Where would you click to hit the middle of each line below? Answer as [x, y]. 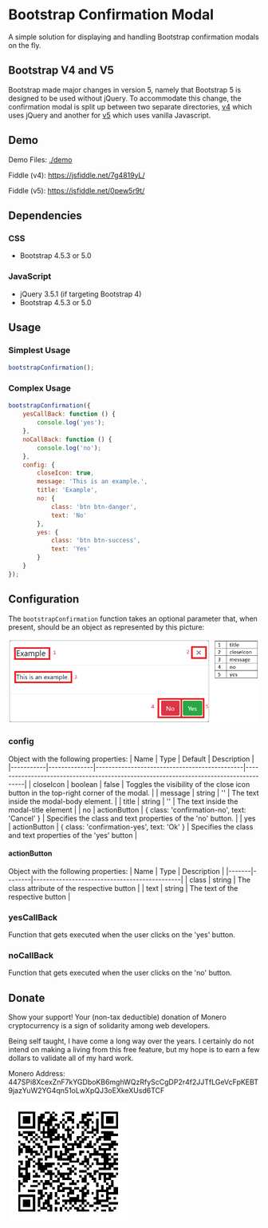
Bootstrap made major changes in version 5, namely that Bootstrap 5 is [125, 89]
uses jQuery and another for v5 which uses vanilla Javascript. [110, 115]
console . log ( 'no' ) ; [69, 448]
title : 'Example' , [67, 490]
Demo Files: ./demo [40, 159]
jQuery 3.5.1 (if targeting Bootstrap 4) [81, 294]
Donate [27, 998]
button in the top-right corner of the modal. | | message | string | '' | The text [134, 793]
